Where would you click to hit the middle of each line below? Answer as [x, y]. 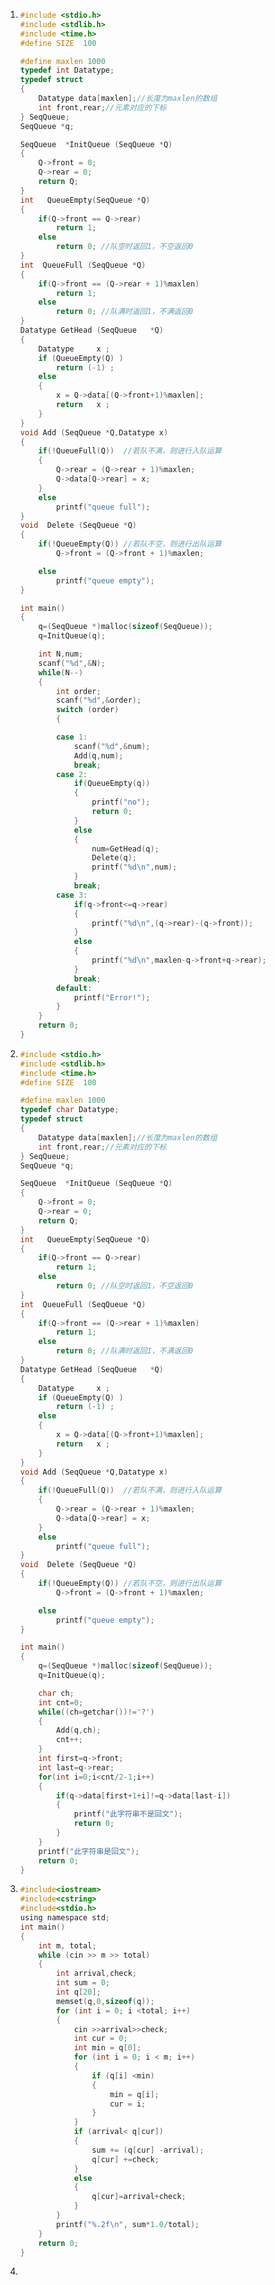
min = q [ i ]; [134, 2094]
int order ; [79, 691]
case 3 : [72, 895]
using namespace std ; [64, 1918]
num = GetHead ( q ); [125, 849]
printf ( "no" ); [121, 802]
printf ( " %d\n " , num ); [134, 867]
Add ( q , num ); [98, 755]
